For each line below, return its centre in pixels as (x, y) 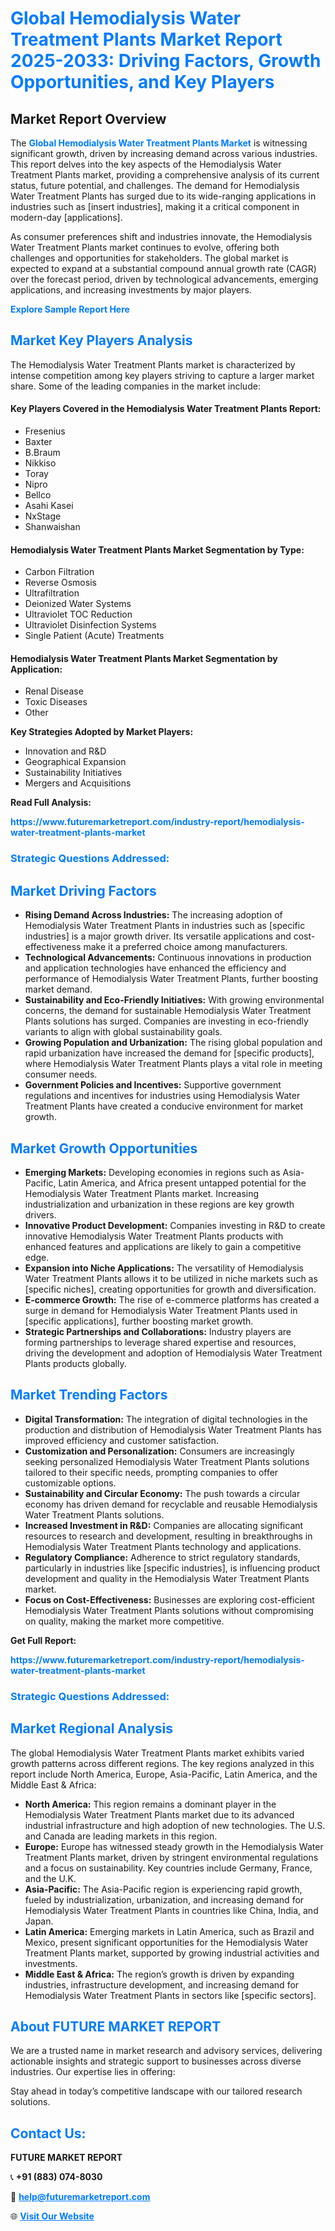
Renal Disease (54, 691)
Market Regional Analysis (92, 1728)
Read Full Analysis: (51, 803)
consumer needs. (61, 1074)
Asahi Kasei (49, 506)
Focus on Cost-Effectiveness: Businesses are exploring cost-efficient (169, 1599)
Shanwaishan (52, 527)
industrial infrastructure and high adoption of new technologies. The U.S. (175, 1825)
